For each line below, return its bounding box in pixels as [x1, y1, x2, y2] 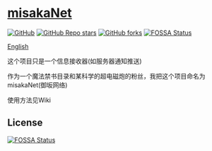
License [7, 117, 43, 129]
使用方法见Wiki [7, 96, 52, 104]
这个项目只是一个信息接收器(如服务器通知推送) [7, 57, 143, 65]
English [7, 42, 29, 50]
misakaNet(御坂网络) [7, 80, 68, 89]
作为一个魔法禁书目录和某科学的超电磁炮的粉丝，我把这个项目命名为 [7, 72, 206, 80]
